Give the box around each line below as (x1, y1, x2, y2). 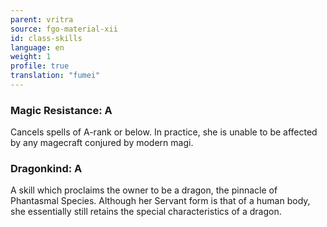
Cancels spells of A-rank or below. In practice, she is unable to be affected (10, 126, 318, 138)
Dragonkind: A (10, 162, 83, 176)
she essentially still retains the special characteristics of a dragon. (10, 206, 282, 218)
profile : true (10, 61, 70, 71)
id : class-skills (10, 33, 83, 43)
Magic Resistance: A (10, 103, 113, 117)
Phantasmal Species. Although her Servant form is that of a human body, (10, 195, 311, 207)
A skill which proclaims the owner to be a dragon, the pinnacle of (10, 184, 278, 196)
